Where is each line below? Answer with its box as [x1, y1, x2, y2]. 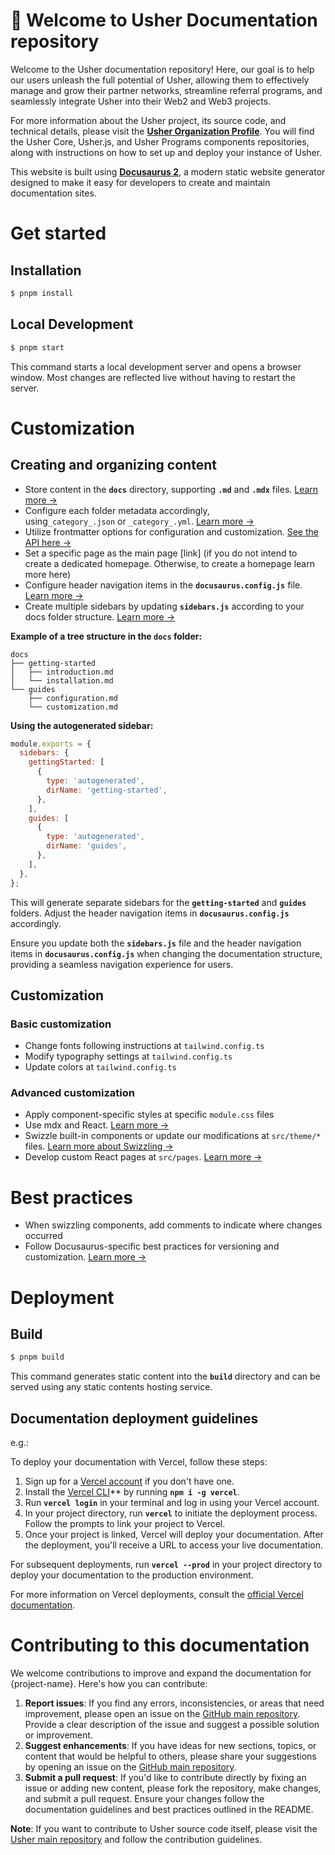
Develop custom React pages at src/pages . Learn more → [24, 1151, 263, 1163]
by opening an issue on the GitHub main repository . [24, 1761, 237, 1773]
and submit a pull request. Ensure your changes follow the [24, 1793, 265, 1805]
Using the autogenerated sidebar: [10, 719, 154, 731]
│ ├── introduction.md [10, 667, 114, 677]
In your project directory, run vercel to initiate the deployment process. [24, 1507, 318, 1519]
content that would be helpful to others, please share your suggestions [24, 1750, 317, 1763]
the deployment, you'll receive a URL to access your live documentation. [24, 1539, 323, 1551]
